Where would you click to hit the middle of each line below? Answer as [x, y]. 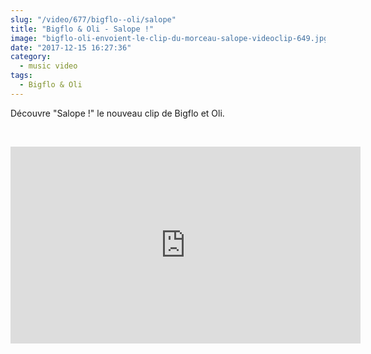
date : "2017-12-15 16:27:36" [71, 47]
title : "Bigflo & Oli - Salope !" [82, 29]
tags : [21, 76]
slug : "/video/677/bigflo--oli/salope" [93, 19]
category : [31, 57]
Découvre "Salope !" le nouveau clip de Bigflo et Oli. [117, 113]
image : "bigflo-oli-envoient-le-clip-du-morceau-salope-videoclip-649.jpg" [171, 38]
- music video [48, 66]
